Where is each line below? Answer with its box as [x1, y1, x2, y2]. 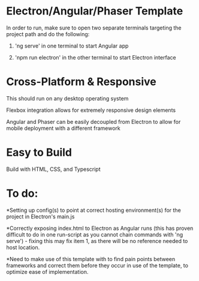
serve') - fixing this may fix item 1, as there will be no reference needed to [6, 237, 188, 244]
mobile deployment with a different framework [6, 125, 121, 132]
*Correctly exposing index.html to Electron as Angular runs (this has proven [6, 224, 194, 232]
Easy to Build [6, 146, 72, 159]
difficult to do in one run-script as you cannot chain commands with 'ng [6, 230, 183, 238]
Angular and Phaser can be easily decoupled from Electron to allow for [6, 118, 181, 125]
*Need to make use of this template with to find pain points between [6, 255, 176, 262]
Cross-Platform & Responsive [6, 75, 157, 88]
